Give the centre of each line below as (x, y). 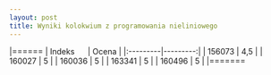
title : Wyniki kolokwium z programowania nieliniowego (114, 26)
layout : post (34, 17)
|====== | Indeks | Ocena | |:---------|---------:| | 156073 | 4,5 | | (136, 51)
